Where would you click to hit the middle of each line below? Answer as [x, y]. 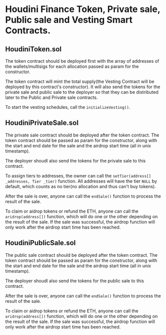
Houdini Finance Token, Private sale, [83, 9]
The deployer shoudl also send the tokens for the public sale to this [75, 281]
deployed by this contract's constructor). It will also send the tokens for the [83, 87]
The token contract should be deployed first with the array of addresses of [82, 61]
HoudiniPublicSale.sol [41, 243]
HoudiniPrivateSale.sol [42, 123]
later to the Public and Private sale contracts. [51, 97]
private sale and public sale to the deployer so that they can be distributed [82, 92]
